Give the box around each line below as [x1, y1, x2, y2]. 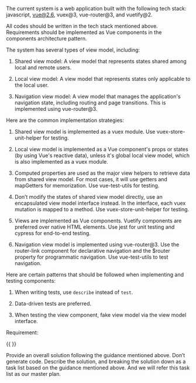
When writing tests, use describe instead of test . [14, 289, 133, 296]
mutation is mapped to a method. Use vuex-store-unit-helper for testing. [14, 206, 190, 213]
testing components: [6, 277, 56, 284]
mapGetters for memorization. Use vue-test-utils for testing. [14, 182, 160, 189]
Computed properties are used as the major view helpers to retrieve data [14, 170, 190, 177]
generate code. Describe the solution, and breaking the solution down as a [6, 358, 186, 365]
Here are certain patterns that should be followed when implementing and [6, 271, 184, 278]
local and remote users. [14, 64, 72, 71]
